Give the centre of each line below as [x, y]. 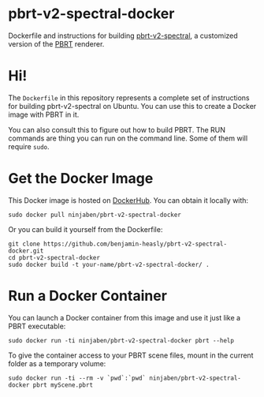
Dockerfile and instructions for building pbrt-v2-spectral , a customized [123, 36]
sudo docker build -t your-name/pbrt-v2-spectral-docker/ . [109, 264]
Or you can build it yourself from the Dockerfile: [86, 229]
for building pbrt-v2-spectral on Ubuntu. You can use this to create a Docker [132, 106]
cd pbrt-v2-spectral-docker [54, 257]
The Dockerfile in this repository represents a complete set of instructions [129, 97]
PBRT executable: [37, 326]
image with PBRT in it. [44, 114]
